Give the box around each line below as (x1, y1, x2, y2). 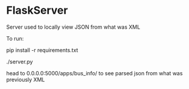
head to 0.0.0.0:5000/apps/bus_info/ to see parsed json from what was (6, 69, 183, 76)
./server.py (6, 58, 33, 65)
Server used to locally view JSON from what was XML (6, 23, 140, 30)
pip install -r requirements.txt (6, 46, 78, 54)
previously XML (6, 76, 45, 83)
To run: (6, 35, 24, 42)
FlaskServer (6, 4, 68, 17)
